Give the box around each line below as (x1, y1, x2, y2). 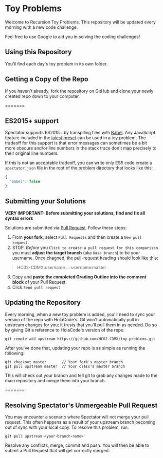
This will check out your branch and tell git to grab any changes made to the (5, 372, 158, 378)
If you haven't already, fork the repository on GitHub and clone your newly (5, 88, 154, 94)
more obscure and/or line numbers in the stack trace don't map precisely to (5, 145, 157, 151)
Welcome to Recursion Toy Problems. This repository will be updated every (5, 19, 156, 25)
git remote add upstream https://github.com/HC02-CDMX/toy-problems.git (5, 336, 156, 341)
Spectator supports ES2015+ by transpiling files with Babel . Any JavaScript (5, 130, 156, 136)
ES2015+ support (5, 117, 59, 125)
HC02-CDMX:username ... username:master (17, 264, 106, 270)
